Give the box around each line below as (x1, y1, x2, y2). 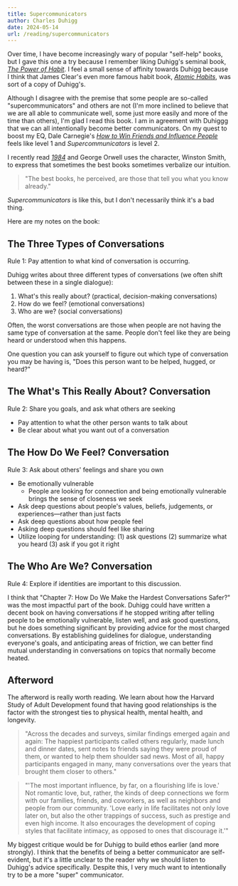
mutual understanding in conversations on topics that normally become (7, 646, 216, 655)
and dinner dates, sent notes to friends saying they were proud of (24, 745, 217, 754)
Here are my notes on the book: (7, 217, 100, 226)
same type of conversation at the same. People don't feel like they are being (7, 328, 231, 337)
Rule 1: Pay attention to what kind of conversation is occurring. (7, 257, 190, 266)
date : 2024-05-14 (7, 24, 59, 31)
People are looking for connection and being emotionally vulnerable (28, 486, 227, 495)
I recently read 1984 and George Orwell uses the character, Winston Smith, (7, 153, 227, 162)
